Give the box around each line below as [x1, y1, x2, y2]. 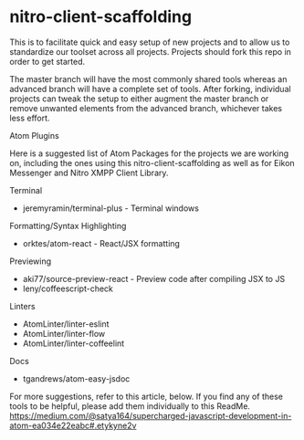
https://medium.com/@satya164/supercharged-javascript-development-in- [9, 410, 292, 421]
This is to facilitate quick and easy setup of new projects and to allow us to [9, 37, 290, 47]
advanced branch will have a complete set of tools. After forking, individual [9, 83, 291, 94]
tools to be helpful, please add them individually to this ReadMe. [9, 400, 251, 412]
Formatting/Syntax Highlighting [9, 220, 127, 231]
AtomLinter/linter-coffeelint [22, 338, 125, 349]
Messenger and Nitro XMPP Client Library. [9, 167, 169, 178]
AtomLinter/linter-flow [22, 328, 106, 339]
